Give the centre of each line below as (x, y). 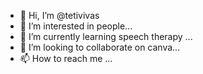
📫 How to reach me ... (66, 58)
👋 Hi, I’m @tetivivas (59, 15)
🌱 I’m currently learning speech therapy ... (106, 36)
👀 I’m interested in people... (76, 26)
